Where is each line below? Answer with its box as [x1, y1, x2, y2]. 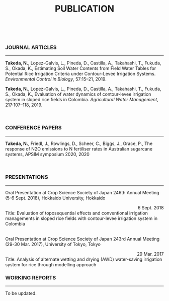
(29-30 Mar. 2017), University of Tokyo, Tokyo [5, 241, 101, 247]
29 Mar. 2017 [136, 251, 164, 257]
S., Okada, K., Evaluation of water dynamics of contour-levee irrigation [5, 91, 151, 97]
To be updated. [5, 290, 37, 296]
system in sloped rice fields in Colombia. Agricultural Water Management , [5, 97, 158, 103]
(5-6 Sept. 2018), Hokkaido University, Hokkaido [5, 195, 106, 201]
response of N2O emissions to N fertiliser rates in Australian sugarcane [5, 145, 152, 152]
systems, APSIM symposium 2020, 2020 [5, 151, 90, 157]
